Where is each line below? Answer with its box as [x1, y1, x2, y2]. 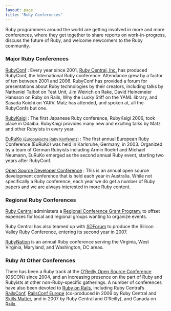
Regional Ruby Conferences [5, 196, 76, 204]
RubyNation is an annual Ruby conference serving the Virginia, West [5, 239, 149, 245]
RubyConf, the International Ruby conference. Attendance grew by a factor [5, 72, 163, 78]
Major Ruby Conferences [5, 55, 69, 62]
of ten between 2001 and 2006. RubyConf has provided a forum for [5, 78, 147, 84]
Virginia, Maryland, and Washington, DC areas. [5, 244, 104, 251]
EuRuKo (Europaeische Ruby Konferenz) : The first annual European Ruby [5, 136, 149, 142]
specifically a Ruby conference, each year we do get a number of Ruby [5, 178, 155, 184]
